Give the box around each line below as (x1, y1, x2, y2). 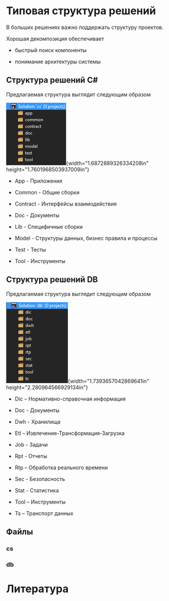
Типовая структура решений (6, 4, 157, 18)
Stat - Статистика (14, 486, 59, 494)
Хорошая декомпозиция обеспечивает (6, 35, 105, 42)
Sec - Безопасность (14, 475, 66, 482)
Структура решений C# (6, 75, 99, 85)
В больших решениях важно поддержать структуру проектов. (6, 24, 164, 31)
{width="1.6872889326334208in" (66, 160, 149, 167)
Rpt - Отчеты (14, 452, 47, 459)
